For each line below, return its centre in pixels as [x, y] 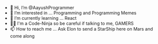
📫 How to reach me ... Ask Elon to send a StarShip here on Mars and [82, 29]
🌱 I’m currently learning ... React [43, 18]
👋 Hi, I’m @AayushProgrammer [42, 8]
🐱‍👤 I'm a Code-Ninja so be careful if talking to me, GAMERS [72, 23]
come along [22, 36]
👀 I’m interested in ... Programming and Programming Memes [73, 13]
